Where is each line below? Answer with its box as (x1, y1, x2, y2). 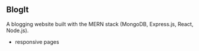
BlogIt (6, 5, 29, 15)
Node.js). (6, 27, 29, 34)
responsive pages (14, 38, 59, 45)
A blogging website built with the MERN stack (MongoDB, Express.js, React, (6, 20, 194, 27)
